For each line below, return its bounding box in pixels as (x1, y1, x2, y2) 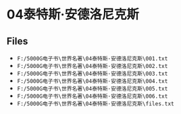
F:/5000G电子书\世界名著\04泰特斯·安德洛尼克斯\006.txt (16, 93, 168, 100)
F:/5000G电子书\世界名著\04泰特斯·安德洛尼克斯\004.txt (16, 78, 168, 85)
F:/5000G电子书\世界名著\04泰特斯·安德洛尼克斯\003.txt (16, 70, 168, 77)
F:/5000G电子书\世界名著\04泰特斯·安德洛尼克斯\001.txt (16, 55, 168, 62)
